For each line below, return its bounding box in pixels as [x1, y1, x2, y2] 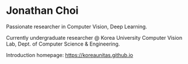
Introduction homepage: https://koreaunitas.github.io [6, 51, 133, 58]
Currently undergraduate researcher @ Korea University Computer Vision [6, 34, 183, 41]
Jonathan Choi [6, 4, 79, 17]
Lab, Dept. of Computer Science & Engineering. [6, 40, 120, 47]
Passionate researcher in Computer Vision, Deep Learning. [6, 23, 148, 30]
